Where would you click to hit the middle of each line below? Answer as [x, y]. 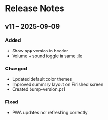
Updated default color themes [42, 79]
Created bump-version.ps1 [39, 89]
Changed [16, 69]
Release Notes [35, 9]
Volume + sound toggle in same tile [47, 56]
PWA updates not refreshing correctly [50, 113]
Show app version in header [40, 51]
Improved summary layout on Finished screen [58, 84]
